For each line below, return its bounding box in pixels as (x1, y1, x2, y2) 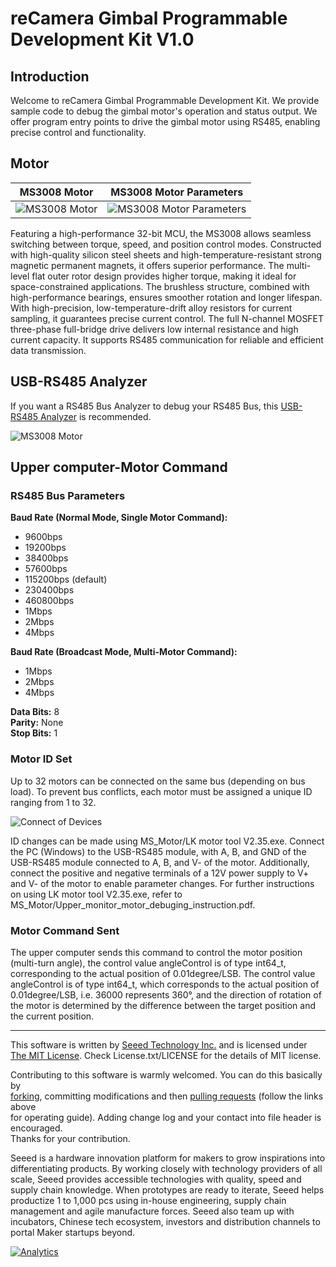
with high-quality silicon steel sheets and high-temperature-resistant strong (10, 248, 322, 261)
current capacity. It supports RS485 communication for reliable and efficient (10, 333, 324, 346)
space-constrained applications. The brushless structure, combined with (10, 280, 310, 292)
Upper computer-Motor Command (10, 459, 228, 476)
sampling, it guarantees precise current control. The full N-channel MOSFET (10, 312, 325, 324)
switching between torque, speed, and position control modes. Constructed (10, 238, 322, 250)
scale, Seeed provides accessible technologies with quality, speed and (10, 1173, 302, 1185)
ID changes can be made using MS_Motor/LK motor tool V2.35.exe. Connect (10, 835, 325, 847)
